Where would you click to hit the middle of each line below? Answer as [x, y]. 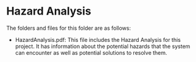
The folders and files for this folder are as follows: [69, 28]
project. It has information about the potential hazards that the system [103, 46]
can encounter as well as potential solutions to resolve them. [91, 52]
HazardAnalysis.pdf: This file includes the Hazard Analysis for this [98, 40]
